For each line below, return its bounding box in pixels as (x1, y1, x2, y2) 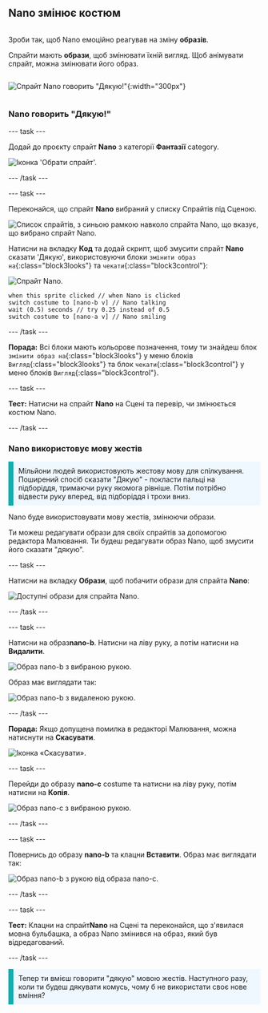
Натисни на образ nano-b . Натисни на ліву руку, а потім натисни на (8, 638, 239, 648)
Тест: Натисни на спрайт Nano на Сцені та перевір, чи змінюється (8, 399, 237, 409)
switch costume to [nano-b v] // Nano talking (8, 299, 166, 307)
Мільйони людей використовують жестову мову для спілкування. (18, 466, 245, 476)
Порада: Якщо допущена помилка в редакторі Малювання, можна (8, 724, 237, 734)
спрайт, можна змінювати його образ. (8, 59, 138, 68)
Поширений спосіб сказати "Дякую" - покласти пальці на (18, 474, 216, 484)
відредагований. (8, 938, 65, 947)
